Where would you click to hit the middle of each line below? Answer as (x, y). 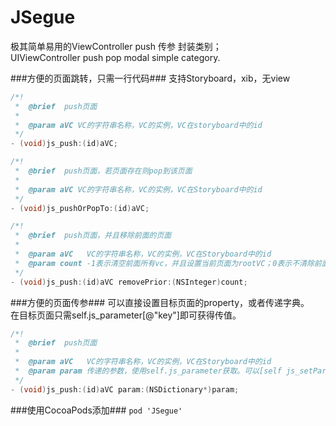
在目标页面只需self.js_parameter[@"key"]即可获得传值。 (126, 315)
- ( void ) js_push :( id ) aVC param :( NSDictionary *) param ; (125, 389)
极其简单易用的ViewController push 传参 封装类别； (116, 46)
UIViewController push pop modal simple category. (115, 57)
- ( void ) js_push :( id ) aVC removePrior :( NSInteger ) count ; (129, 282)
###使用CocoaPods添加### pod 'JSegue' (96, 410)
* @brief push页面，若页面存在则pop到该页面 (103, 171)
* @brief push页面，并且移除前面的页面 (93, 236)
